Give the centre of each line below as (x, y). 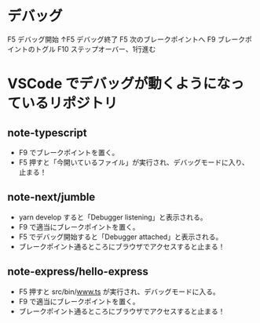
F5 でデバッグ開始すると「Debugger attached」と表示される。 (121, 237)
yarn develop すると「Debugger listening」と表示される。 (113, 217)
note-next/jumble (51, 197)
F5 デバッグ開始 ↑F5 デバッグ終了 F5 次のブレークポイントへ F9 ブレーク (126, 39)
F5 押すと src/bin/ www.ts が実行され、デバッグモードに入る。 (119, 292)
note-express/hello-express (78, 272)
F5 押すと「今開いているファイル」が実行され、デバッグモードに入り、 (134, 162)
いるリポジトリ (70, 103)
